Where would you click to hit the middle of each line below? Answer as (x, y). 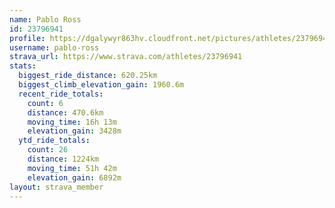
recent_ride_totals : (61, 94)
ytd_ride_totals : (54, 141)
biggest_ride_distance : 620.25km (88, 76)
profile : (27, 38)
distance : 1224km (63, 159)
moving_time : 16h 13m (72, 122)
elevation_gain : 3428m (74, 131)
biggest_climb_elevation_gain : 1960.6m (101, 85)
